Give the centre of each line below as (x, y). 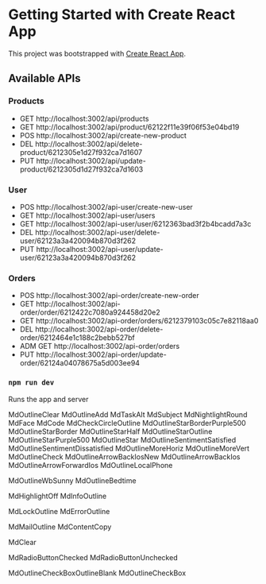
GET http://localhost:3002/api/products (84, 118)
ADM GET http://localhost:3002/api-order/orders (100, 346)
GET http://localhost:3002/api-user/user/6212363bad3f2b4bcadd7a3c (135, 223)
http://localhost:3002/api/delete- (89, 144)
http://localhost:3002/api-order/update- (101, 354)
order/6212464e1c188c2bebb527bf (77, 338)
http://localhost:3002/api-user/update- (100, 249)
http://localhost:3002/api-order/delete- (99, 329)
